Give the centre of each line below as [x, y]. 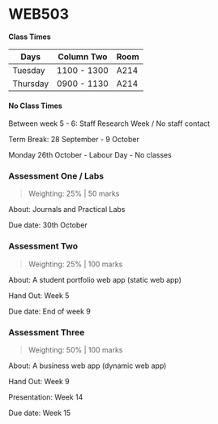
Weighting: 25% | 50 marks [74, 194]
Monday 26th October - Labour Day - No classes [90, 155]
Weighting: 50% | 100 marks [75, 350]
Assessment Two [43, 246]
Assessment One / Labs [56, 176]
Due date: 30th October [48, 225]
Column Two [83, 56]
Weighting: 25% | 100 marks [75, 264]
